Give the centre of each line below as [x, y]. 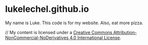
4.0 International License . [95, 38]
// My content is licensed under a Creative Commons [59, 32]
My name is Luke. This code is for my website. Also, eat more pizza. [74, 23]
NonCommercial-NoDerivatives [37, 38]
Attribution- [125, 32]
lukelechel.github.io [47, 9]
